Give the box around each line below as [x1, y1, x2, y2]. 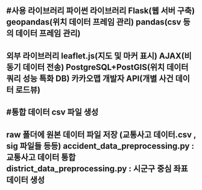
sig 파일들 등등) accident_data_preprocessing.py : [6, 141, 195, 151]
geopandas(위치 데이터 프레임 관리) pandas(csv [6, 17, 181, 27]
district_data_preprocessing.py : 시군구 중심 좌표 [6, 163, 188, 174]
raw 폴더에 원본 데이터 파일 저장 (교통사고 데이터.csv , [6, 129, 197, 140]
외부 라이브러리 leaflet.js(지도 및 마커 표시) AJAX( [6, 51, 185, 61]
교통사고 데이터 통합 [6, 152, 76, 162]
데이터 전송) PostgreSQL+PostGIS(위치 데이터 [22, 62, 189, 72]
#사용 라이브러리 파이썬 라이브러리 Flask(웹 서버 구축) [6, 5, 195, 16]
